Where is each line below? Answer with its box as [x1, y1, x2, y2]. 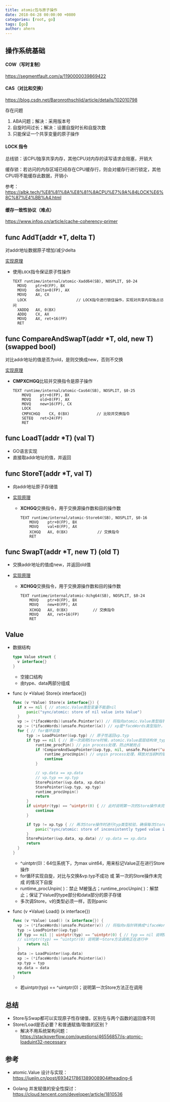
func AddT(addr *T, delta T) [5, 233, 96, 241]
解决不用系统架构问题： [20, 1028, 69, 1034]
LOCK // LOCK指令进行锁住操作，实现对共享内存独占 [17, 298, 160, 303]
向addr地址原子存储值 [12, 483, 58, 489]
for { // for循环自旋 [17, 728, 60, 733]
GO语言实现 [12, 448, 37, 454]
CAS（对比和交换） [5, 85, 46, 91]
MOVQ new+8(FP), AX [29, 602, 77, 608]
